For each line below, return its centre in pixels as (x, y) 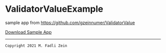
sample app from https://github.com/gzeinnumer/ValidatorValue (70, 23)
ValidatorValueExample (54, 9)
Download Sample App (28, 32)
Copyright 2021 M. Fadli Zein (36, 46)
